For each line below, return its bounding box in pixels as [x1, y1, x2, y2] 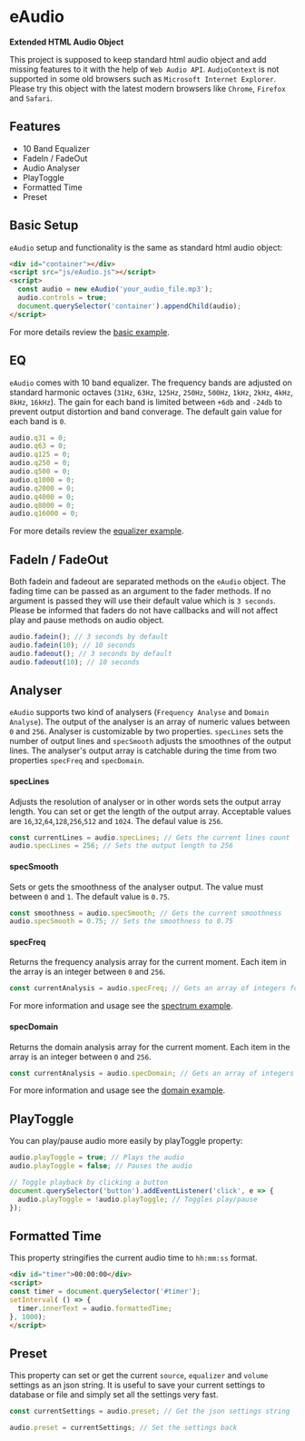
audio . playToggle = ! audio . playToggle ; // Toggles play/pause [17, 1195, 258, 1204]
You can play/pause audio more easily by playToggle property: [9, 1136, 243, 1147]
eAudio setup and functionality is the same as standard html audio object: [9, 242, 283, 253]
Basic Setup [9, 218, 79, 234]
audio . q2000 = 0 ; [9, 483, 75, 492]
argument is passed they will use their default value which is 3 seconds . [9, 595, 277, 606]
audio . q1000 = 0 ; [9, 475, 75, 484]
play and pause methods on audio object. [9, 615, 165, 626]
